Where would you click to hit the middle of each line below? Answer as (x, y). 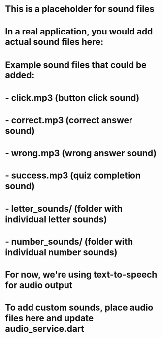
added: (20, 75)
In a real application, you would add (79, 32)
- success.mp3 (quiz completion (73, 176)
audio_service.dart (45, 329)
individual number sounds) (61, 252)
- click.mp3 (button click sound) (72, 98)
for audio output (39, 285)
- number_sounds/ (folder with (69, 242)
